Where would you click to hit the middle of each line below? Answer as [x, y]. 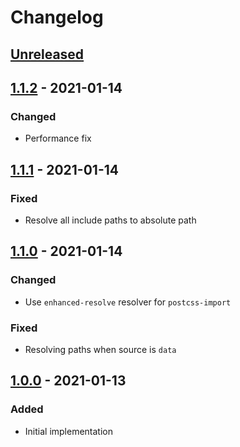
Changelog [57, 17]
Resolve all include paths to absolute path [110, 220]
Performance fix [58, 138]
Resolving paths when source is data [100, 349]
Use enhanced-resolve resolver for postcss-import [128, 302]
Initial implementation [69, 431]
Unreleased [47, 54]
